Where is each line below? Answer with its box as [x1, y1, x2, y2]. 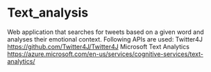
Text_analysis [7, 5, 89, 21]
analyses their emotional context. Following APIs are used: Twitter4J [7, 35, 203, 43]
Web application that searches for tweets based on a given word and [7, 28, 204, 36]
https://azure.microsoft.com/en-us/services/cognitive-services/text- [7, 50, 203, 58]
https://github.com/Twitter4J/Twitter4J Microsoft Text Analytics [7, 42, 189, 51]
